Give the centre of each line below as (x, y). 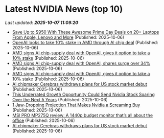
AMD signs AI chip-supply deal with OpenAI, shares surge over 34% (81, 63)
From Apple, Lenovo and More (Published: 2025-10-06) (68, 37)
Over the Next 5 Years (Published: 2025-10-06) (60, 99)
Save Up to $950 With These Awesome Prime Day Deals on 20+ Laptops (85, 32)
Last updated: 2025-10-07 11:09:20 (42, 23)
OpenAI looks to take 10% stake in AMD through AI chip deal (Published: (85, 42)
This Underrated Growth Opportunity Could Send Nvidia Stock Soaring (83, 94)
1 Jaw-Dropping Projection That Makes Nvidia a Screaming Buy (76, 105)
